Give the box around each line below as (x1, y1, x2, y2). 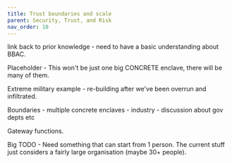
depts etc (7, 113, 35, 122)
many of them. (7, 71, 49, 79)
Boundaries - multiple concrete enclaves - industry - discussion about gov (7, 106, 224, 115)
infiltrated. (7, 92, 37, 100)
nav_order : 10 (7, 23, 49, 30)
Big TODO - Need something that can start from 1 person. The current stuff (7, 141, 226, 149)
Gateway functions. (7, 127, 64, 136)
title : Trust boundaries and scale (7, 10, 112, 18)
